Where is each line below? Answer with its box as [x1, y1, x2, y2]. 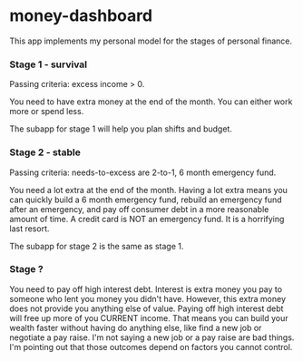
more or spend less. [9, 106, 84, 117]
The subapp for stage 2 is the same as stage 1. [9, 240, 184, 251]
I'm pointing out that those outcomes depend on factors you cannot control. [9, 341, 293, 352]
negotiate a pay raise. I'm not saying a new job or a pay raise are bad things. [9, 332, 295, 343]
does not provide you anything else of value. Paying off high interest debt [9, 303, 284, 314]
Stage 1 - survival [9, 58, 88, 71]
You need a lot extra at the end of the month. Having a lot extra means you [9, 184, 288, 195]
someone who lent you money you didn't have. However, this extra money [9, 293, 287, 304]
